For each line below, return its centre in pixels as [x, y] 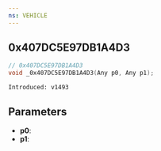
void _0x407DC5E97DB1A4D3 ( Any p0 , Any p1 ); [81, 73]
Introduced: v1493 [38, 88]
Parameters [38, 111]
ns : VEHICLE [28, 15]
